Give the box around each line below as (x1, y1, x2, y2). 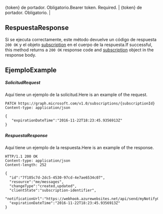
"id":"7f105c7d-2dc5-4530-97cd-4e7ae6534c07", (9, 175, 105, 180)
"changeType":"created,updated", (9, 184, 77, 189)
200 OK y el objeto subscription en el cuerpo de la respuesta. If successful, (5, 42, 153, 47)
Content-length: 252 (5, 163, 47, 168)
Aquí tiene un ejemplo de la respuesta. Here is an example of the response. (5, 145, 154, 151)
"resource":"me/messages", (9, 180, 64, 184)
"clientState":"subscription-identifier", (9, 188, 97, 193)
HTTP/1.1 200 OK (5, 154, 38, 159)
